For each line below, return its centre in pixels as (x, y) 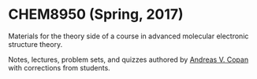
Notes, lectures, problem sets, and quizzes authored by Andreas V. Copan (128, 59)
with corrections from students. (59, 67)
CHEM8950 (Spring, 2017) (96, 14)
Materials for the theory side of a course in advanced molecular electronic (128, 36)
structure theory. (35, 44)
